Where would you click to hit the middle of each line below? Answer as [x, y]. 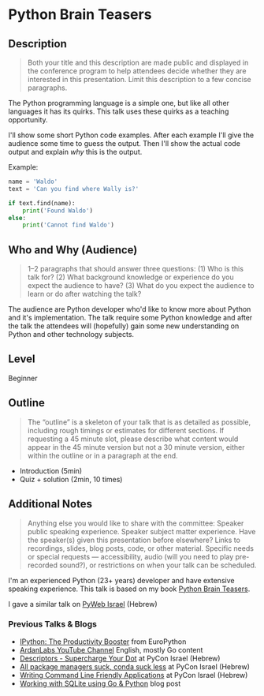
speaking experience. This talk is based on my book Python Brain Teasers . [129, 589]
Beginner [23, 378]
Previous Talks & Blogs [52, 624]
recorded [42, 565]
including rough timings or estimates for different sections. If [126, 430]
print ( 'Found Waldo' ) [58, 211]
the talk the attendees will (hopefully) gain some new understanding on [124, 326]
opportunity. [28, 120]
